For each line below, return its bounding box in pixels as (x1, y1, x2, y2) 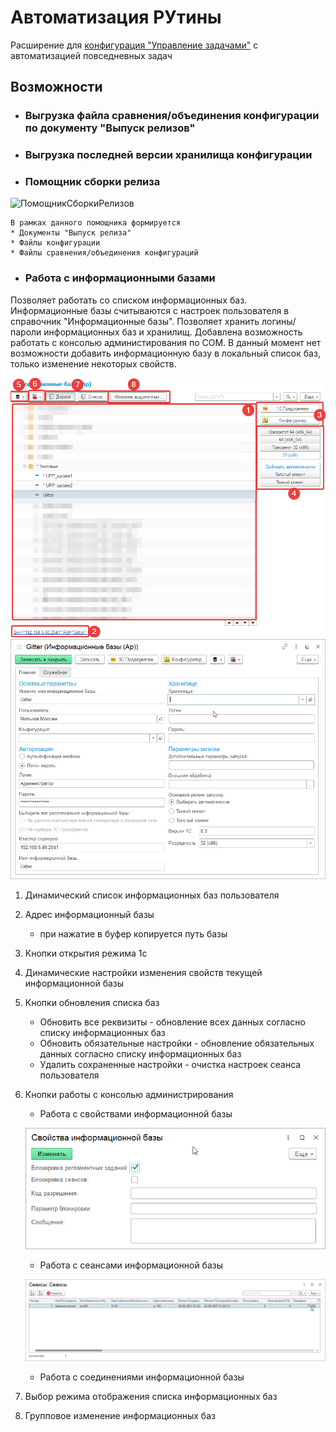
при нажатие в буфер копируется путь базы (39, 928, 228, 940)
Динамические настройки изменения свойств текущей (24, 967, 263, 979)
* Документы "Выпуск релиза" (10, 228, 132, 238)
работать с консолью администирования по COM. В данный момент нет (10, 336, 322, 348)
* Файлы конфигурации (10, 238, 101, 248)
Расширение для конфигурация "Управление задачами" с (10, 39, 259, 51)
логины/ (261, 315, 297, 327)
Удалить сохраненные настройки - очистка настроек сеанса (39, 1059, 302, 1071)
